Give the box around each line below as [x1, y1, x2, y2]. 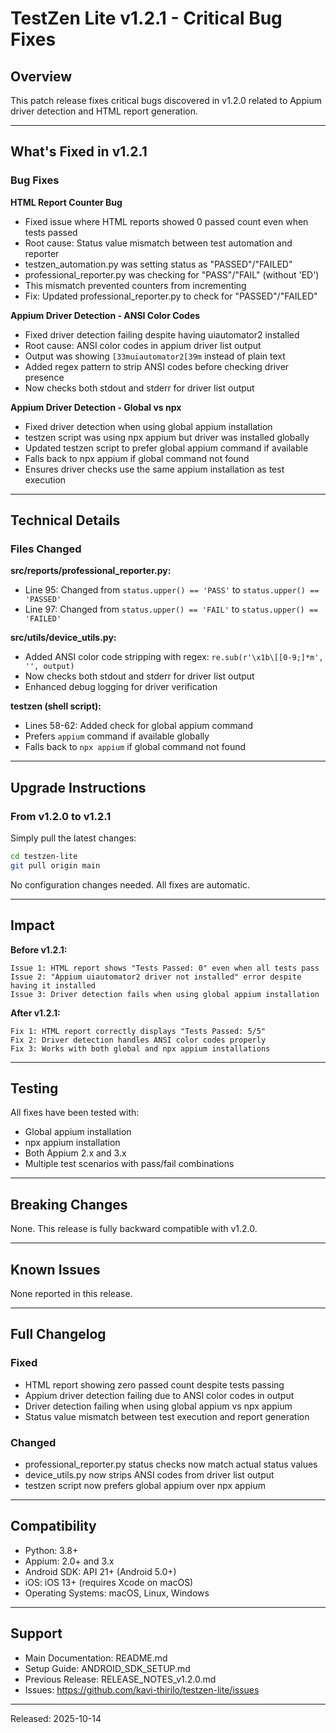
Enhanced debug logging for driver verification [24, 681, 218, 693]
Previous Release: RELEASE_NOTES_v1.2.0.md [24, 1673, 217, 1685]
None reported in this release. [10, 1288, 133, 1300]
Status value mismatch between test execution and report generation [24, 1410, 310, 1422]
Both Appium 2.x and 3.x [24, 1147, 127, 1159]
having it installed [10, 980, 97, 991]
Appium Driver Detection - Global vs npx [10, 401, 182, 413]
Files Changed [10, 542, 82, 556]
